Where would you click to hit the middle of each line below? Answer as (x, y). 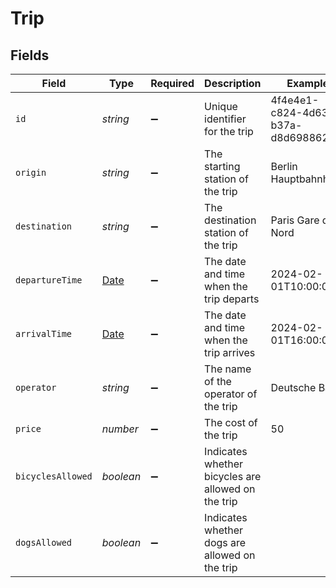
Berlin (284, 166)
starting (222, 166)
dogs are (225, 542)
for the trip (229, 131)
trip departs (232, 299)
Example (308, 83)
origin (31, 172)
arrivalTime (44, 333)
